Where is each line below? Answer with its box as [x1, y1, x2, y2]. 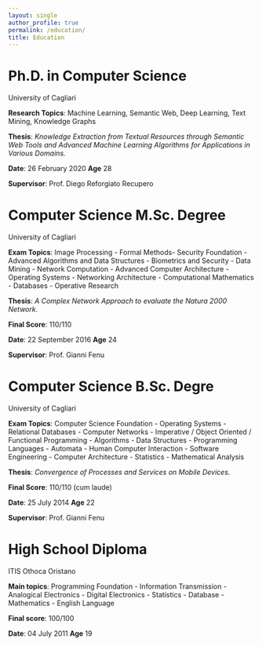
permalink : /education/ [8, 26, 86, 34]
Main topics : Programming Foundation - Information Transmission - [8, 582, 227, 591]
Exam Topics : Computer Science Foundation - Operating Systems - [8, 419, 227, 429]
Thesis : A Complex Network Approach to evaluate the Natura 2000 [8, 296, 227, 306]
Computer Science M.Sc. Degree [8, 206, 226, 224]
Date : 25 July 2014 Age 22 [8, 498, 96, 507]
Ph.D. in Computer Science [8, 68, 187, 85]
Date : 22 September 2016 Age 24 [8, 335, 118, 345]
